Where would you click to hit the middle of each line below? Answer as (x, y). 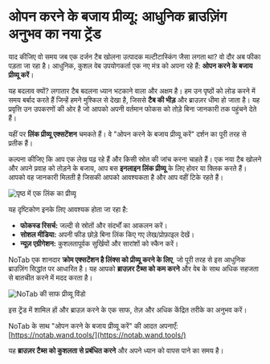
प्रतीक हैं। (21, 143)
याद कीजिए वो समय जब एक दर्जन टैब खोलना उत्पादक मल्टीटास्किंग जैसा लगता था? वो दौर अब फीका (135, 56)
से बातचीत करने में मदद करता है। (51, 277)
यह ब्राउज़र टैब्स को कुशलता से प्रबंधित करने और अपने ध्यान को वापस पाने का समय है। (116, 350)
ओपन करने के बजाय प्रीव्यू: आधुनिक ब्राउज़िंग (118, 16)
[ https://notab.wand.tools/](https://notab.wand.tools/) (97, 335)
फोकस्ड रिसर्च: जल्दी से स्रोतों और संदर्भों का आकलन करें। (94, 225)
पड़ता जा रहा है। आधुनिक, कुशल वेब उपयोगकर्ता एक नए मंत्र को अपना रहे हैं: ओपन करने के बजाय (131, 65)
